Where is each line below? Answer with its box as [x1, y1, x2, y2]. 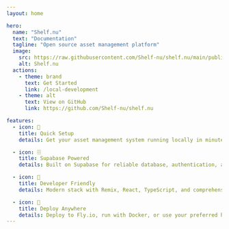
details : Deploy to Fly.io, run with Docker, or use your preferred [18, 211, 218, 219]
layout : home [6, 10, 44, 17]
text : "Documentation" [12, 35, 77, 42]
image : [12, 48, 31, 55]
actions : [12, 66, 38, 74]
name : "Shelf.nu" [12, 29, 62, 36]
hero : [6, 22, 22, 29]
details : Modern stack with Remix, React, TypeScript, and [18, 186, 191, 193]
